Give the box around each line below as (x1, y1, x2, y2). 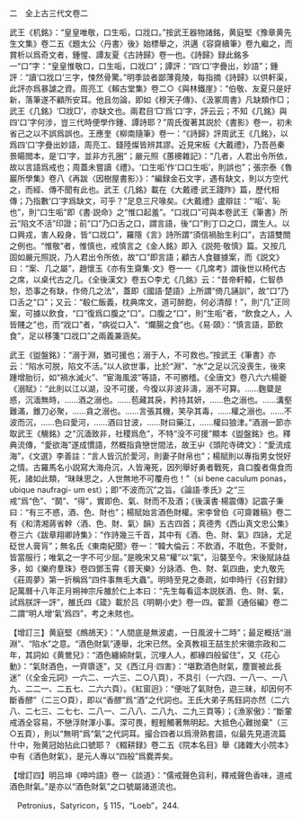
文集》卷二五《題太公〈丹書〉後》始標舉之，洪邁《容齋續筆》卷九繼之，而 (16, 39, 293, 49)
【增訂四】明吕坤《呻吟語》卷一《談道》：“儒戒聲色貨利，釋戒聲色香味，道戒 (9, 770, 293, 780)
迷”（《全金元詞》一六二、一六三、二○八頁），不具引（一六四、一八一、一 (9, 673, 280, 682)
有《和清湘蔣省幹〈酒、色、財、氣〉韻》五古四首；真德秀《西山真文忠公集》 (9, 518, 293, 529)
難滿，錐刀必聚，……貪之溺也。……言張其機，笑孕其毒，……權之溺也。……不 (9, 406, 292, 416)
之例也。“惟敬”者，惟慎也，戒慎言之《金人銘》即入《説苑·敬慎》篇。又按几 (9, 241, 287, 251)
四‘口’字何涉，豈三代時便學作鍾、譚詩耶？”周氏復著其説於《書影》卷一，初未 (9, 117, 293, 128)
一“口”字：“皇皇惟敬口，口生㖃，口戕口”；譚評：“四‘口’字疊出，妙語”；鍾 (9, 61, 279, 71)
